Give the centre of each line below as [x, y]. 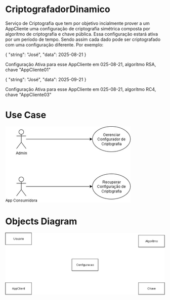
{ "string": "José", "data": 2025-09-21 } [46, 79]
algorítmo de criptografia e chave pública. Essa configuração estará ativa [82, 34]
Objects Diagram [41, 221]
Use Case [26, 115]
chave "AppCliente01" [28, 70]
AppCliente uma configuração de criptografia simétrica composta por [78, 28]
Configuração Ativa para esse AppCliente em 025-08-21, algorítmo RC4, [81, 89]
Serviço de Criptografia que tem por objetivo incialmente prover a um [78, 23]
